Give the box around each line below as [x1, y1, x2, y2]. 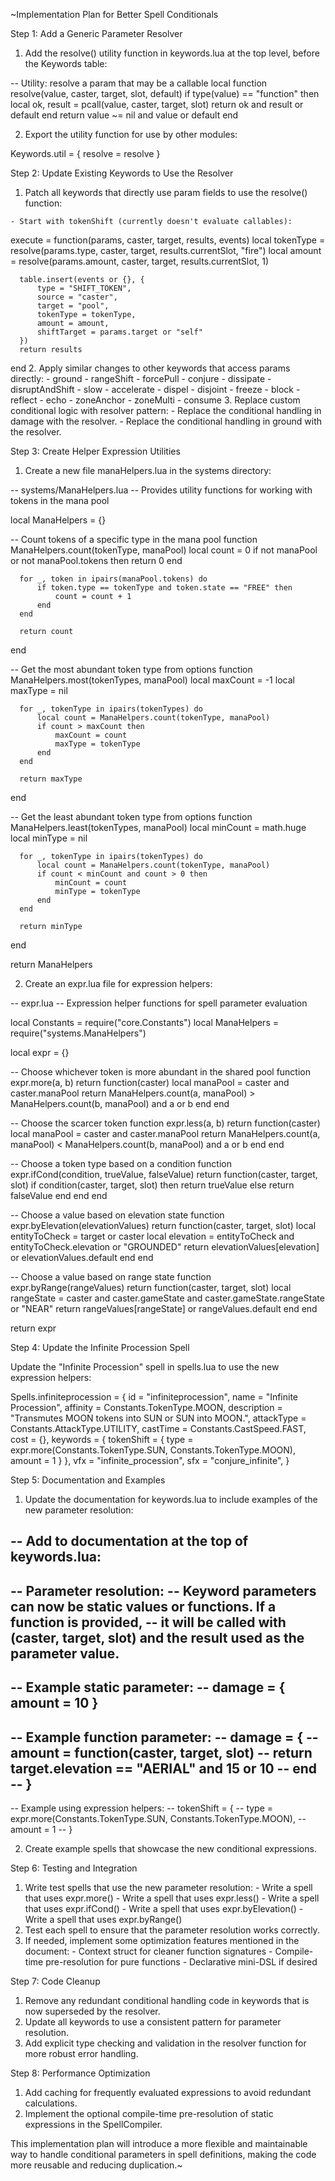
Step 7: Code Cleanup [10, 1975, 101, 1987]
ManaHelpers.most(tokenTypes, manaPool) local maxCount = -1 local [10, 674, 295, 686]
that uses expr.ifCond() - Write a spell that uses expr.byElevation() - [24, 1902, 304, 1914]
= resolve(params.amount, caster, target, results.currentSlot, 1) [10, 255, 269, 267]
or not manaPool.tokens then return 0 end [10, 555, 183, 566]
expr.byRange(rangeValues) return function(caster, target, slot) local [10, 1282, 292, 1293]
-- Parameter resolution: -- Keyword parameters [10, 1582, 317, 1599]
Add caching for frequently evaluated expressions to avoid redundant [24, 2086, 312, 2098]
